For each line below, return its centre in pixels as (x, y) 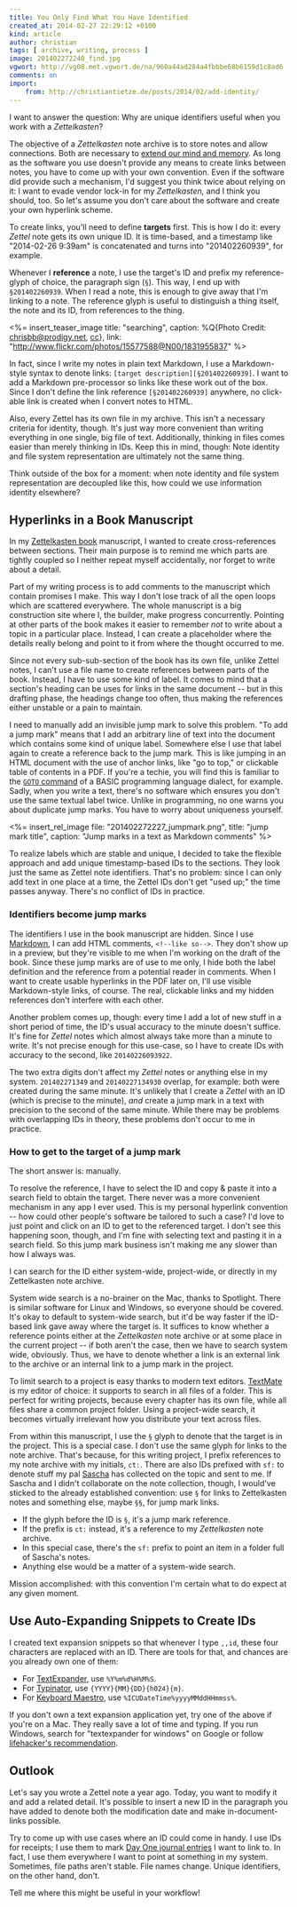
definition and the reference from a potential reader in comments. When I (143, 971)
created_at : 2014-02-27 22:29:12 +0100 (83, 26)
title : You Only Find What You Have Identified (99, 17)
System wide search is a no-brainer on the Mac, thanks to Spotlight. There (145, 1298)
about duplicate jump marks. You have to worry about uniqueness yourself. (146, 810)
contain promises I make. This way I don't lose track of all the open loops (143, 597)
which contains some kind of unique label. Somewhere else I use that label (145, 744)
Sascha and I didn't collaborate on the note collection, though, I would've (143, 1483)
